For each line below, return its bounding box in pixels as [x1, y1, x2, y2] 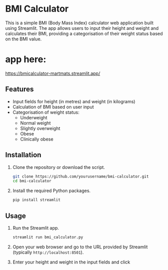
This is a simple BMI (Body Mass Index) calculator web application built [5, 20, 154, 26]
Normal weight [20, 120, 51, 126]
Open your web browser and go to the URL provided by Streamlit [12, 244, 148, 250]
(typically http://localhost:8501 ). [12, 249, 84, 255]
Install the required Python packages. [12, 188, 91, 194]
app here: [5, 54, 47, 65]
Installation [5, 151, 41, 159]
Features [5, 85, 34, 94]
